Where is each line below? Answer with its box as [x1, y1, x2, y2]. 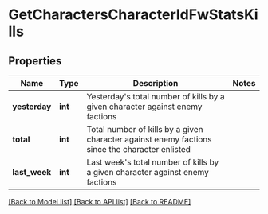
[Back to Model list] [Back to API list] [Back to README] [8, 197, 191, 206]
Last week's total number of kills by [86, 157, 219, 168]
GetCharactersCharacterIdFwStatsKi [8, 6, 258, 24]
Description [132, 78, 179, 88]
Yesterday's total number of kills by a [86, 91, 225, 102]
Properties [8, 54, 62, 68]
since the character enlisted [86, 144, 191, 154]
